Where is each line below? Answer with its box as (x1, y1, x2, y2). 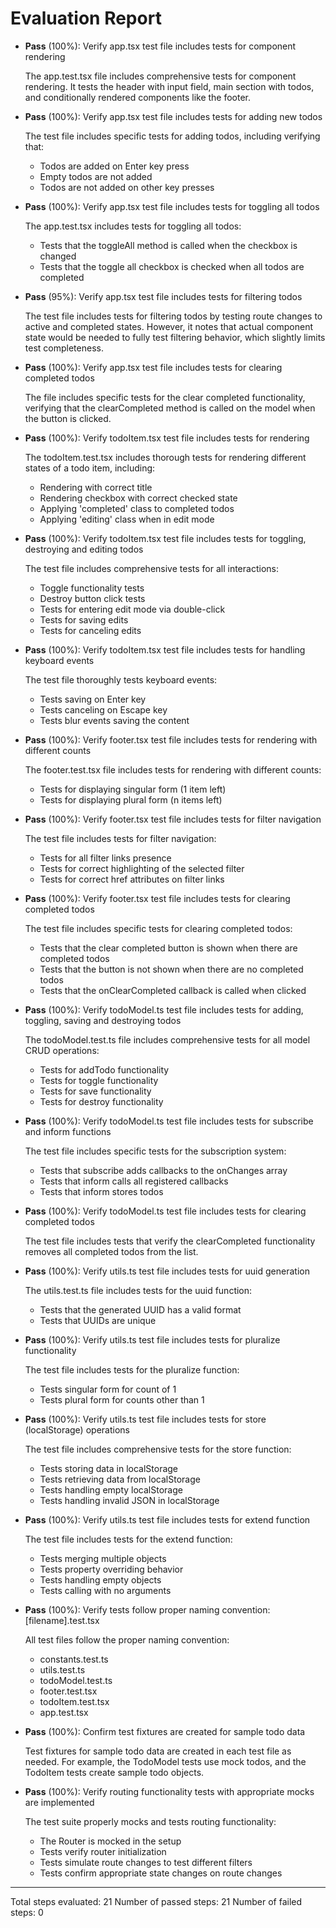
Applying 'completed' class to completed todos (39, 502, 235, 514)
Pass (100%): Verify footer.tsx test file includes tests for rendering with (24, 733, 318, 746)
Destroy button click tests (39, 592, 146, 604)
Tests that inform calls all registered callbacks (39, 1175, 229, 1187)
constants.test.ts (39, 1653, 109, 1665)
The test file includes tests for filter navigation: (24, 832, 217, 844)
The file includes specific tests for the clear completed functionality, (24, 391, 306, 403)
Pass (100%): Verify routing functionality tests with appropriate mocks (24, 1785, 315, 1797)
